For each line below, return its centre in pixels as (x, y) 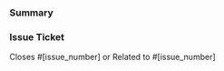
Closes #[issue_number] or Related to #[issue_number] (112, 57)
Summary (32, 13)
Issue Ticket (37, 36)
